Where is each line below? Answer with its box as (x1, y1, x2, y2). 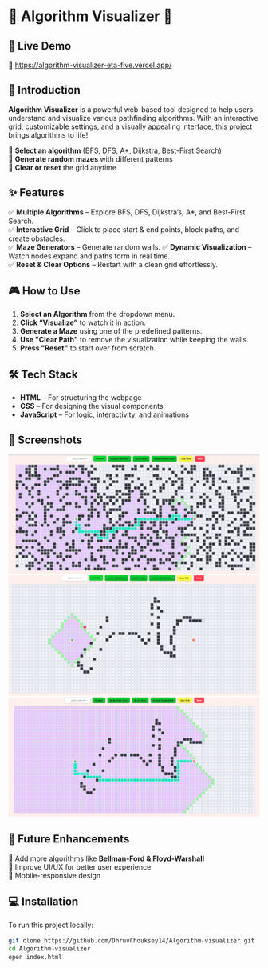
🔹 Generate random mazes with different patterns (8, 154, 174, 163)
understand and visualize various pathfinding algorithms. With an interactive (8, 113, 259, 122)
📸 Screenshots (8, 433, 83, 446)
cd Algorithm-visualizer (8, 945, 91, 953)
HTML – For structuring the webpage (19, 393, 142, 402)
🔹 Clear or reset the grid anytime (8, 162, 117, 172)
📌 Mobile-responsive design (8, 870, 101, 880)
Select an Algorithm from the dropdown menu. (19, 310, 175, 319)
